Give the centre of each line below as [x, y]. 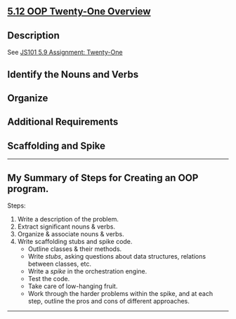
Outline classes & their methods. [75, 249]
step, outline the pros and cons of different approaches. [109, 301]
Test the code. [49, 279]
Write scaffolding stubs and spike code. [75, 242]
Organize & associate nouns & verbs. [71, 234]
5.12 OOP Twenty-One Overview [79, 12]
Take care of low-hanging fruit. [73, 286]
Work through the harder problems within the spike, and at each [120, 293]
